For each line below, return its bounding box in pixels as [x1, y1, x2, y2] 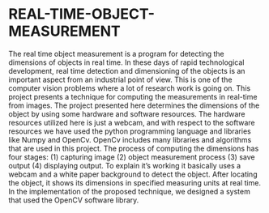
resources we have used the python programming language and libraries [8, 126, 251, 136]
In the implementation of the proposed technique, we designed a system [8, 186, 251, 196]
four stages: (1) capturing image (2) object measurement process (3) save [8, 151, 255, 162]
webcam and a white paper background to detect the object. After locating [8, 169, 258, 179]
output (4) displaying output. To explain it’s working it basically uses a [8, 160, 241, 170]
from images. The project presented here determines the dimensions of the [8, 100, 260, 110]
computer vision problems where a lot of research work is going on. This [8, 83, 251, 93]
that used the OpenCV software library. [8, 195, 139, 205]
